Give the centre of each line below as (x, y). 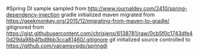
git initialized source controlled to (150, 39)
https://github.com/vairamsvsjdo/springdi (57, 46)
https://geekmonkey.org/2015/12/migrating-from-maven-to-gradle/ (88, 21)
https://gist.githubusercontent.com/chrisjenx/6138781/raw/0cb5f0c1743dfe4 (99, 33)
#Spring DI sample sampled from (46, 8)
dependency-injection (33, 15)
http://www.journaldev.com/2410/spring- (138, 8)
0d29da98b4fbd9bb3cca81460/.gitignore (57, 39)
